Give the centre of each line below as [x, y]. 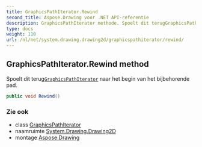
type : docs [20, 29]
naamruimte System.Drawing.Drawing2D [65, 131]
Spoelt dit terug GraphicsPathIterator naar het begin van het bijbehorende [98, 78]
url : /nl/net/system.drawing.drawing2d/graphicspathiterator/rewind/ [95, 40]
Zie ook [17, 111]
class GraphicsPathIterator [48, 125]
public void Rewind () [33, 96]
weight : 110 [21, 34]
